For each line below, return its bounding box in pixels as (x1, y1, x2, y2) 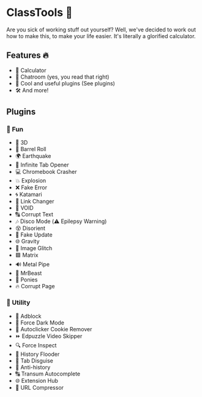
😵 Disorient (15, 224, 46, 232)
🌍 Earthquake (15, 152, 51, 160)
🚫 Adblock (15, 312, 42, 320)
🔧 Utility (6, 298, 31, 307)
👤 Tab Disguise (15, 356, 53, 364)
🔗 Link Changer (15, 198, 54, 205)
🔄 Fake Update (15, 231, 53, 238)
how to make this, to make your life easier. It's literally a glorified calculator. (6, 32, 196, 39)
